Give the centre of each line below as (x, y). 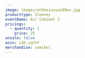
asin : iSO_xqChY (22, 43)
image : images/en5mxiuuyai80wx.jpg (43, 10)
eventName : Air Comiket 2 (32, 19)
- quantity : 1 (25, 29)
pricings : (16, 24)
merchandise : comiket (28, 47)
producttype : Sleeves (28, 15)
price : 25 (25, 33)
